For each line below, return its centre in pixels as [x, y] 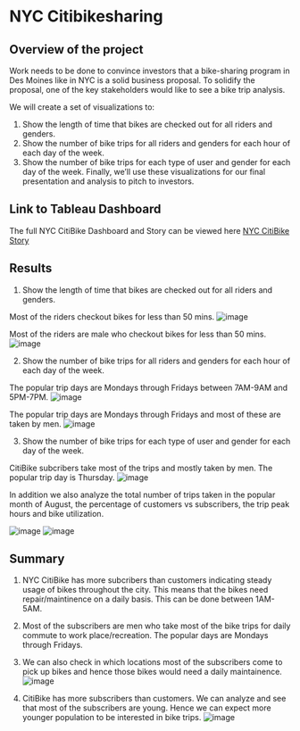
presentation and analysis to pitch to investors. [108, 181]
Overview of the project [77, 50]
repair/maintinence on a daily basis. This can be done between [138, 599]
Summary [37, 559]
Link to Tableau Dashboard [85, 209]
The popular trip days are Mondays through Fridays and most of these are [145, 414]
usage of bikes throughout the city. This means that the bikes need [145, 590]
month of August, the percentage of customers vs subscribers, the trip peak [150, 504]
